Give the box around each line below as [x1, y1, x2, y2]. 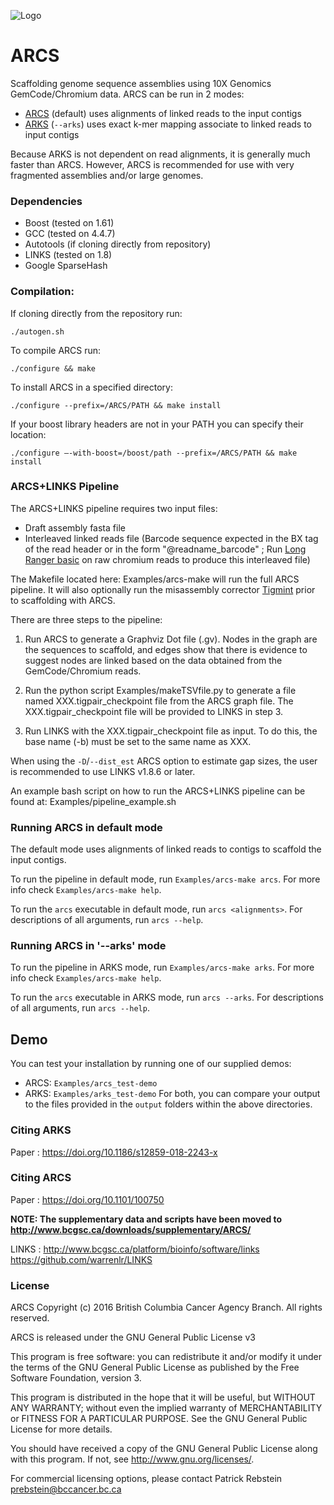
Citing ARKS [10, 1123, 72, 1137]
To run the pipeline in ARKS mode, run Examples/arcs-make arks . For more [10, 961, 315, 974]
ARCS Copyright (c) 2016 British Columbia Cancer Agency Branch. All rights [10, 1301, 323, 1314]
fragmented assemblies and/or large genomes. [10, 169, 204, 181]
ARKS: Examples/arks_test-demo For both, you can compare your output [24, 1088, 321, 1100]
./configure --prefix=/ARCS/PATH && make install [10, 400, 222, 410]
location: [10, 428, 47, 440]
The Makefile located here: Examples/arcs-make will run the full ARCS [10, 573, 300, 585]
